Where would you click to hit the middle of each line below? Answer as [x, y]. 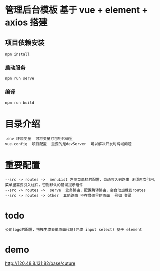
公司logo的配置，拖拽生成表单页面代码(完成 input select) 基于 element [74, 230]
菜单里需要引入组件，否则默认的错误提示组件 [44, 185]
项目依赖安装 [25, 43]
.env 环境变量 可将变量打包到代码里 [39, 138]
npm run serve [20, 79]
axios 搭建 [26, 23]
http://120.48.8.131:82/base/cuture [40, 263]
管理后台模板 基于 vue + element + [77, 10]
